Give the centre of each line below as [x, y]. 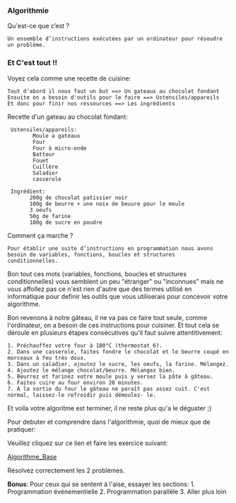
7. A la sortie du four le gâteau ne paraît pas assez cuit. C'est [109, 389]
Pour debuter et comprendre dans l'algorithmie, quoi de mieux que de [109, 422]
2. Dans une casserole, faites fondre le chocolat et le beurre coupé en [118, 352]
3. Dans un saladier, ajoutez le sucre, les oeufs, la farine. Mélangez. [118, 364]
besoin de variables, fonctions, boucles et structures [91, 254]
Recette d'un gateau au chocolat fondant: [68, 117]
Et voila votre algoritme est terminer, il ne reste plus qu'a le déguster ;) [110, 408]
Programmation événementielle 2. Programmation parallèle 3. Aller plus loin [117, 491]
